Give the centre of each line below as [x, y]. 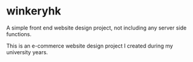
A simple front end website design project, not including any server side [96, 28]
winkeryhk [34, 11]
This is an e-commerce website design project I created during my [90, 46]
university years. [27, 52]
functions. [19, 34]
